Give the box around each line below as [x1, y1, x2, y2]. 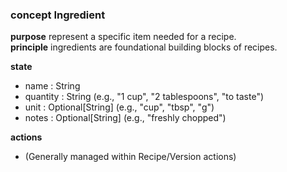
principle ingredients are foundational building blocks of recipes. [10, 41, 278, 53]
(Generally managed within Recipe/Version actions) [24, 151, 237, 163]
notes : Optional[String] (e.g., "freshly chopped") [24, 112, 227, 124]
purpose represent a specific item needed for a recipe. [10, 31, 237, 43]
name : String [24, 80, 81, 92]
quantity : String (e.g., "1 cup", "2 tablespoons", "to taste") [24, 91, 265, 103]
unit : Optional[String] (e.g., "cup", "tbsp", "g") [24, 101, 215, 113]
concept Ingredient [10, 8, 106, 22]
